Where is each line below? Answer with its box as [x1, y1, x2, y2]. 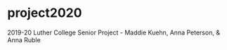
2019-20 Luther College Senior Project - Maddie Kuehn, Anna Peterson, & [7, 28, 220, 37]
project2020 [7, 5, 82, 21]
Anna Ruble [7, 35, 41, 44]
